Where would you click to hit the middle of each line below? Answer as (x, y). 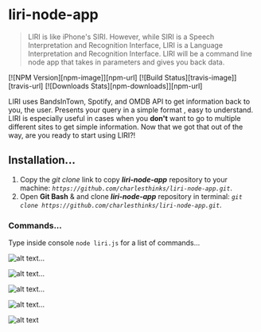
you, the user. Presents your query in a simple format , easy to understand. (131, 110)
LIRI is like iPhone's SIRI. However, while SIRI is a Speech (121, 37)
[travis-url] (26, 86)
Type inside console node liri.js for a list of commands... (104, 243)
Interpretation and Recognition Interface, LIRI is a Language (125, 45)
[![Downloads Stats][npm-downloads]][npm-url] (124, 86)
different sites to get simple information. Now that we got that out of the (126, 127)
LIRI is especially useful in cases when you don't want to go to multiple (125, 118)
